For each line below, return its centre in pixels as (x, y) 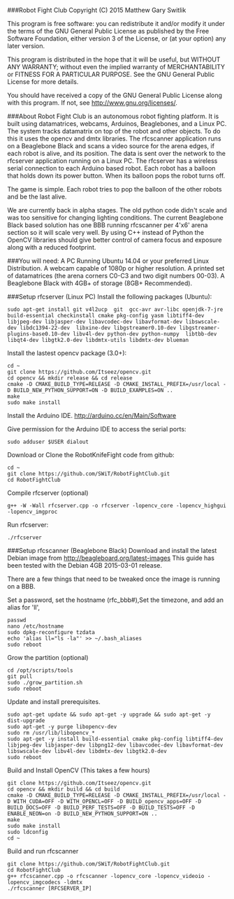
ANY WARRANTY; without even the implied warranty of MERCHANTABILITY (116, 67)
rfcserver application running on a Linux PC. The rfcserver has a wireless (112, 161)
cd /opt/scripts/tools (40, 670)
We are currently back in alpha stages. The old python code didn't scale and (117, 210)
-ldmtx (73, 882)
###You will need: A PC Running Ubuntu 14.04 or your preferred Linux (108, 261)
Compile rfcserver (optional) (48, 493)
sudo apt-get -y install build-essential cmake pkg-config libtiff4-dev (115, 739)
